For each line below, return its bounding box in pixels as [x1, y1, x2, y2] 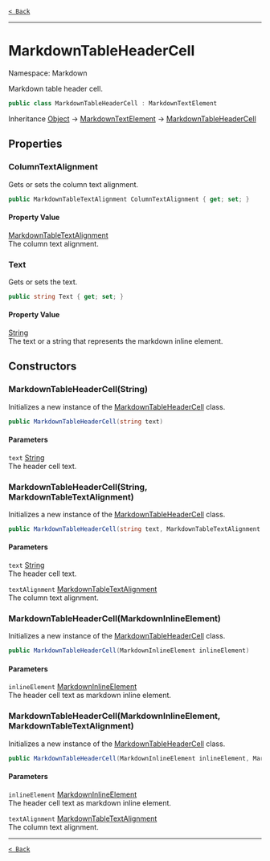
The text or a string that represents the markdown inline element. [8, 336, 223, 345]
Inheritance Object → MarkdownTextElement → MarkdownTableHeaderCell [8, 113, 257, 124]
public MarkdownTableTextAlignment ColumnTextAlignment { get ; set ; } [8, 195, 250, 203]
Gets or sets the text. [8, 277, 78, 287]
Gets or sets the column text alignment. [8, 179, 139, 189]
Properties [8, 137, 63, 151]
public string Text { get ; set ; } [8, 292, 125, 300]
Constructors [8, 360, 77, 373]
